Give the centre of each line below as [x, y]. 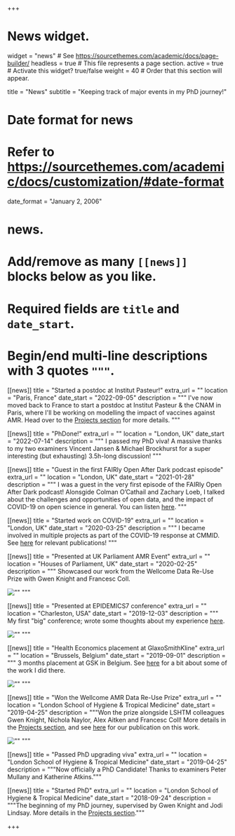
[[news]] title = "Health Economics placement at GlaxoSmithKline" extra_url [116, 648]
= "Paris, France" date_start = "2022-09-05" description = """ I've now [110, 398]
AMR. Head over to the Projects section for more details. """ [94, 420]
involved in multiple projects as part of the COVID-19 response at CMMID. [113, 535]
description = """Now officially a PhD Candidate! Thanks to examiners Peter [117, 769]
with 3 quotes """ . [61, 371]
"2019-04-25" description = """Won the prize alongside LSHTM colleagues [116, 712]
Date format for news [70, 120]
